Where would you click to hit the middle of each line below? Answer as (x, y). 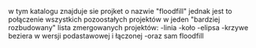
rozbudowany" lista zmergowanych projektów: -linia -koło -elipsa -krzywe (128, 27)
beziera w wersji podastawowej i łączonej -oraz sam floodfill (106, 36)
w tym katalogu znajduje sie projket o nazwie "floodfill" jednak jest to (120, 11)
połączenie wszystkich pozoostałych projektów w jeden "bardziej (114, 19)
